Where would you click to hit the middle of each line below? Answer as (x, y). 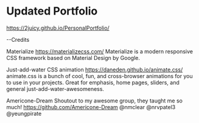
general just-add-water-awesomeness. (55, 88)
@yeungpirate (24, 113)
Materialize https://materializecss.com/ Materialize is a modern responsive (100, 51)
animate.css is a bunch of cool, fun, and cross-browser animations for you (100, 76)
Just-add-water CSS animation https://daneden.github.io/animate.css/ (95, 69)
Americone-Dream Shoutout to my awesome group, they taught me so (94, 101)
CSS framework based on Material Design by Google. (73, 58)
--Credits (18, 39)
